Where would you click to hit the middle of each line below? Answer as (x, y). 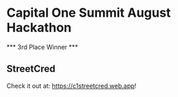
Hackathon (39, 28)
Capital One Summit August (89, 13)
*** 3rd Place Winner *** (42, 47)
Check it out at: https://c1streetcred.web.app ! (72, 86)
